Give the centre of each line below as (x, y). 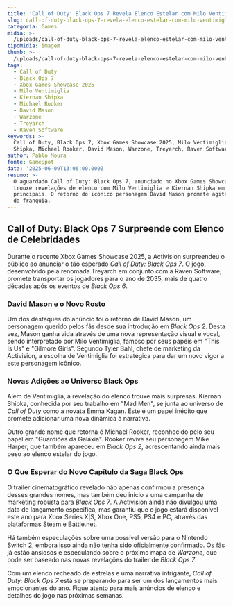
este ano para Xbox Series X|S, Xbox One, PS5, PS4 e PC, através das (107, 516)
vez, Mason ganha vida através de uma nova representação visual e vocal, (114, 334)
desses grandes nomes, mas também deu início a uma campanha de (105, 494)
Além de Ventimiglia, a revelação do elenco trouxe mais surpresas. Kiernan (114, 396)
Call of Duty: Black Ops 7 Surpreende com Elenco (116, 229)
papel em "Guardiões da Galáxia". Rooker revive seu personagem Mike (108, 439)
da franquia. (32, 201)
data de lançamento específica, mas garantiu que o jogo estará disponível (113, 509)
